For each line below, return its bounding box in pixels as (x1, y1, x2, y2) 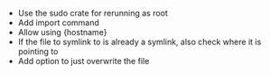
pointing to (17, 46, 59, 57)
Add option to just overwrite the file (17, 56, 150, 66)
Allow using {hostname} (17, 27, 107, 37)
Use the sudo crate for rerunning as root (17, 8, 169, 18)
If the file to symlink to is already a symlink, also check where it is (17, 36, 262, 47)
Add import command (17, 17, 99, 28)
